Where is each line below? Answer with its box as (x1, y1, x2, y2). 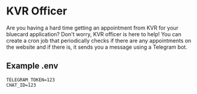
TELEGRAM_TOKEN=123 (6, 77, 55, 83)
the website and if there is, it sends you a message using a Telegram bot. (6, 43, 188, 51)
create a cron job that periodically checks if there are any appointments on (6, 37, 192, 44)
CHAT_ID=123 (6, 82, 36, 88)
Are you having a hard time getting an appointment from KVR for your (6, 24, 179, 31)
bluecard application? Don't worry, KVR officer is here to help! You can (6, 30, 182, 37)
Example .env (6, 61, 58, 71)
